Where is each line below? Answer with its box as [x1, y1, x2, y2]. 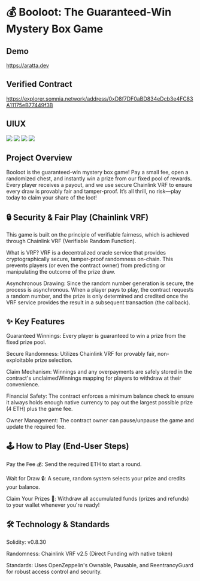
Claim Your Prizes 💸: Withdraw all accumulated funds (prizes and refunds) [6, 495, 189, 502]
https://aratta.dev [6, 62, 49, 69]
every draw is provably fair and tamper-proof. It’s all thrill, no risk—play [6, 187, 181, 195]
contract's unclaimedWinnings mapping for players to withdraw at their [6, 374, 181, 382]
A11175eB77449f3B [6, 101, 53, 108]
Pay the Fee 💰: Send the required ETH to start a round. [6, 460, 142, 468]
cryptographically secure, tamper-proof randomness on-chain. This [6, 256, 174, 263]
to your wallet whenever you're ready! [6, 501, 100, 509]
